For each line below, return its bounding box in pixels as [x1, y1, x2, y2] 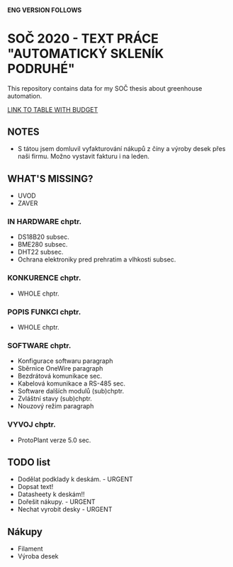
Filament [17, 544, 43, 553]
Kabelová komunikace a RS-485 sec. [17, 379, 126, 388]
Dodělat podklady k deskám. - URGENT [17, 475, 133, 483]
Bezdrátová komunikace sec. [17, 372, 103, 381]
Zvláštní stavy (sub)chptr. [17, 394, 92, 403]
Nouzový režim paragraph [17, 402, 94, 410]
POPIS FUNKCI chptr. [7, 307, 81, 317]
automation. [7, 91, 42, 100]
